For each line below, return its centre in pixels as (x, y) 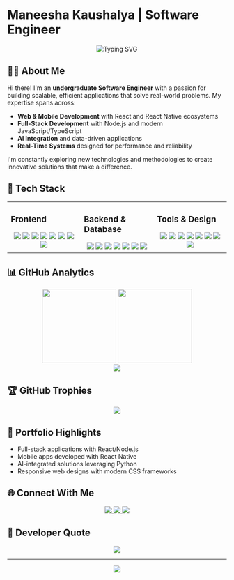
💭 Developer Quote (49, 533)
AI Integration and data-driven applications (80, 138)
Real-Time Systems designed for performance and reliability (105, 146)
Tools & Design (187, 219)
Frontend (29, 219)
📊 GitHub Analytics (51, 272)
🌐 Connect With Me (51, 493)
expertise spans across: (41, 102)
